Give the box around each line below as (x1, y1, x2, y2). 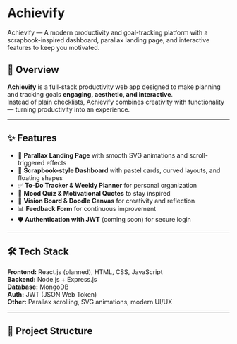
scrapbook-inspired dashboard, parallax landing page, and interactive (7, 35, 210, 44)
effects (46, 158, 67, 167)
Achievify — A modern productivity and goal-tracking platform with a (7, 28, 208, 37)
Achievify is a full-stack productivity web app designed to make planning (7, 83, 221, 91)
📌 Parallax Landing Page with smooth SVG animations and (17, 150, 188, 160)
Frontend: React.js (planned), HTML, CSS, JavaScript (7, 268, 164, 276)
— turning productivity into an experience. (7, 105, 130, 114)
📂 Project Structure (7, 325, 93, 337)
